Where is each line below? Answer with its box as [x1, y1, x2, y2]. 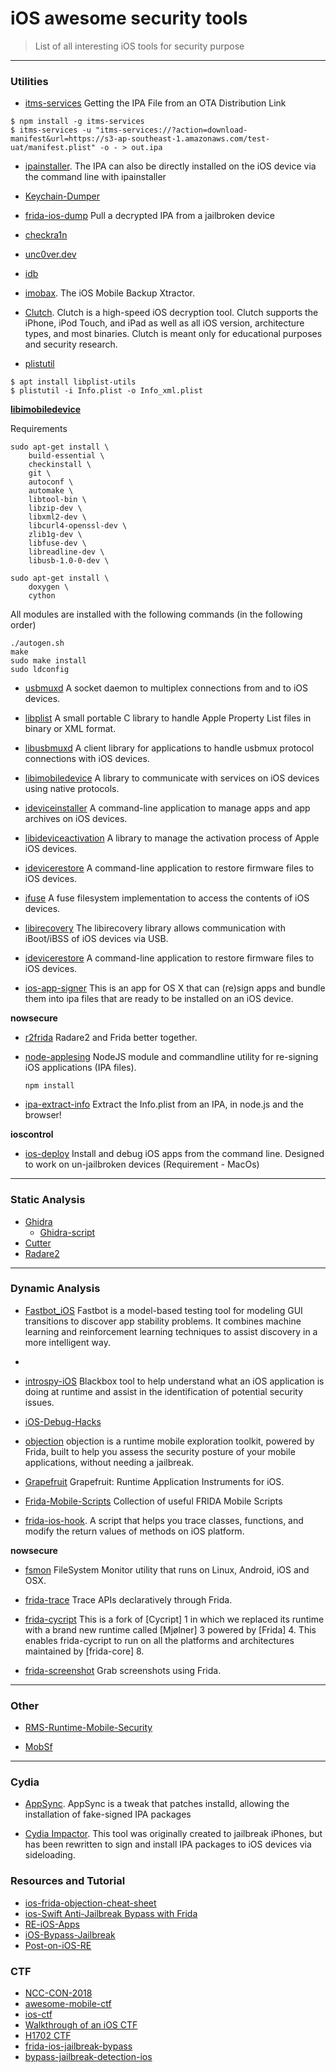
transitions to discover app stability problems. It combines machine [24, 1315, 302, 1327]
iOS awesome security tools [10, 7, 248, 30]
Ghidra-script [39, 1226, 96, 1238]
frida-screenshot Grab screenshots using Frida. [24, 1664, 222, 1676]
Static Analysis [10, 1193, 86, 1207]
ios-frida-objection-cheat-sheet [24, 1897, 157, 1909]
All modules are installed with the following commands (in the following [10, 608, 303, 621]
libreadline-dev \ [28, 547, 105, 557]
